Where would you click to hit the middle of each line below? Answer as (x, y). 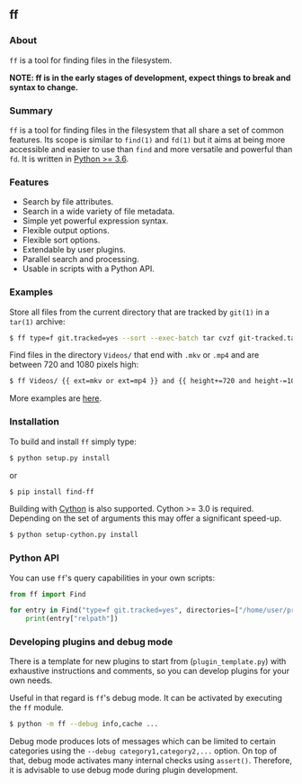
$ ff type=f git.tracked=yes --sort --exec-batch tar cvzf (122, 338)
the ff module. (37, 707)
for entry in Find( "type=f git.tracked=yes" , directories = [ (124, 611)
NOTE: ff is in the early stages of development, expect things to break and (150, 77)
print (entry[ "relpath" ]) (72, 619)
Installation (35, 422)
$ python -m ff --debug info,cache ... (84, 725)
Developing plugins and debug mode (91, 642)
